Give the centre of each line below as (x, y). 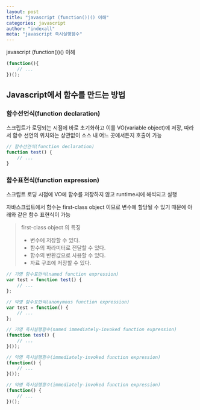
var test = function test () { (44, 280)
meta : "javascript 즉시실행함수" (44, 34)
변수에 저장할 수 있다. (55, 240)
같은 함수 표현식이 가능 (44, 215)
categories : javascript (36, 23)
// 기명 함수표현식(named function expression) (63, 275)
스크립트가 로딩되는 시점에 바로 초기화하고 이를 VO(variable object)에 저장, (95, 128)
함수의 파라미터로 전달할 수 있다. (68, 248)
